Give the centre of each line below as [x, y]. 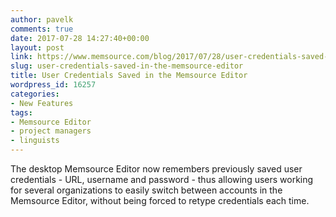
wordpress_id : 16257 [53, 85]
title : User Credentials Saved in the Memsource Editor [129, 76]
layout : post [37, 47]
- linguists [35, 141]
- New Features [42, 103]
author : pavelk [42, 19]
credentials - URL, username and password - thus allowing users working [162, 179]
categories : [35, 94]
